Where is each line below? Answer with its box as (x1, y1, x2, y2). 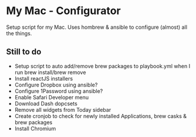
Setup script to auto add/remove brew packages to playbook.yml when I (14, 62, 191, 69)
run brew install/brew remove (14, 69, 87, 76)
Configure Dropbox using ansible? (14, 81, 98, 88)
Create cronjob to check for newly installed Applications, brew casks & (14, 112, 187, 119)
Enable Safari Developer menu (14, 93, 89, 101)
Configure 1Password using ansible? (14, 87, 103, 95)
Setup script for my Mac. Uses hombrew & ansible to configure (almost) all (6, 24, 188, 31)
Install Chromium (14, 125, 56, 132)
